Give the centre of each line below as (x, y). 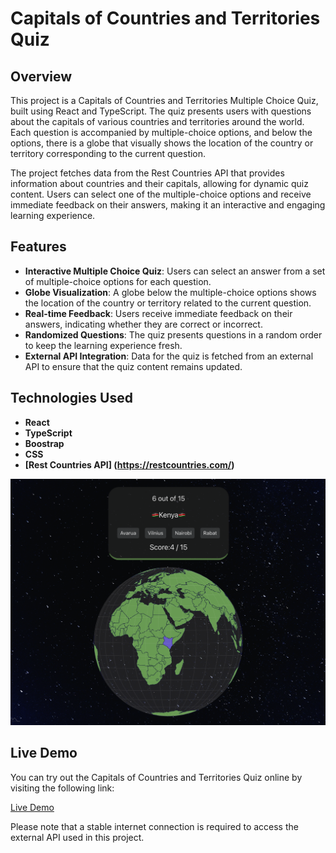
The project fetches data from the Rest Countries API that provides (147, 173)
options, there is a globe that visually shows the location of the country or (162, 143)
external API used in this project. (77, 837)
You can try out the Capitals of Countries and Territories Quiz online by (156, 777)
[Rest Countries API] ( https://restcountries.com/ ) (129, 464)
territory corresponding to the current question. (108, 153)
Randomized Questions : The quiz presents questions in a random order (173, 334)
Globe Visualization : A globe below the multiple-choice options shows (170, 292)
